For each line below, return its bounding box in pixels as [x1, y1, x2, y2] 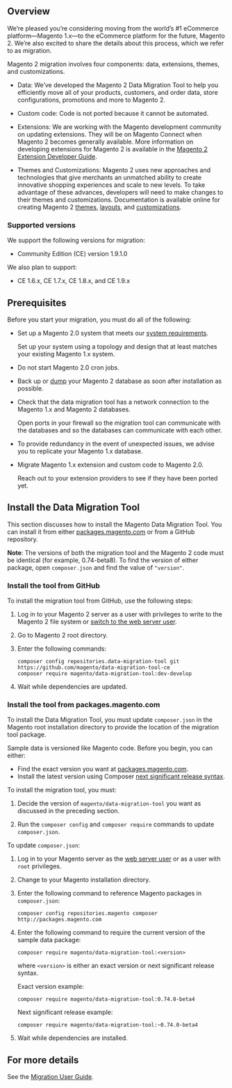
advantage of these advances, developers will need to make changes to [17, 188, 224, 196]
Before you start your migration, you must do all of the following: [7, 315, 192, 324]
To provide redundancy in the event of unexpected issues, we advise [17, 439, 215, 448]
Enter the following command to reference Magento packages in [17, 889, 202, 898]
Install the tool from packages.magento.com [7, 700, 160, 709]
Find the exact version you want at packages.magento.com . [17, 765, 189, 773]
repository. [7, 535, 38, 543]
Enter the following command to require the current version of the [17, 928, 206, 937]
